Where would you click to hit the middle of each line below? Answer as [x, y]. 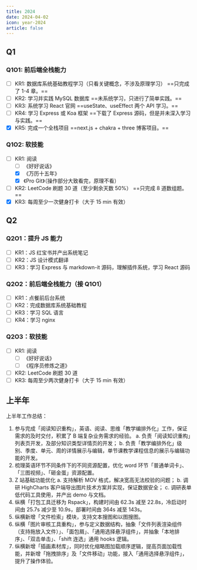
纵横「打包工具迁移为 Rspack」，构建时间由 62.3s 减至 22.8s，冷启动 [98, 502]
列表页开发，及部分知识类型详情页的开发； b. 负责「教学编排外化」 [96, 443]
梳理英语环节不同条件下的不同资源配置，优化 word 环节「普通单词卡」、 [101, 465]
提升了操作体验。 [35, 561]
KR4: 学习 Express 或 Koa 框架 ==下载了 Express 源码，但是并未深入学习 [103, 113]
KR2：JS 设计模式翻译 [41, 260]
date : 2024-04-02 [27, 17]
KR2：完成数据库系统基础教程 [51, 305]
